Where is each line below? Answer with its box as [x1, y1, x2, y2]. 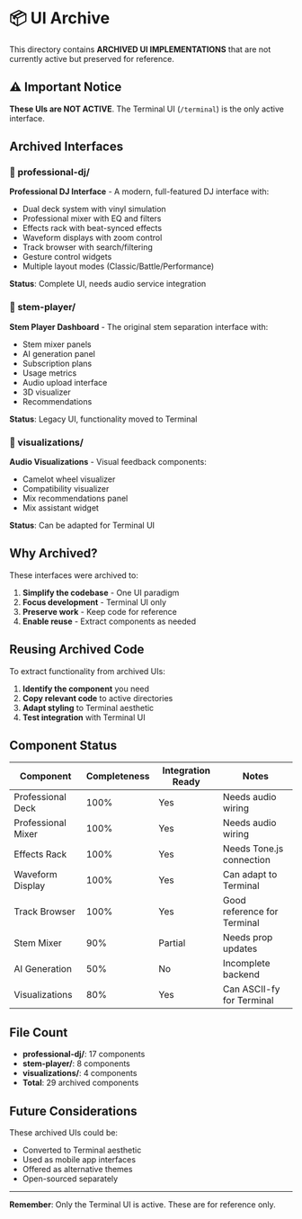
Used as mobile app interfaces [22, 1154, 137, 1165]
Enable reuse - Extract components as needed [22, 616, 197, 627]
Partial [158, 937, 186, 949]
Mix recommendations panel [22, 493, 129, 504]
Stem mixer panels [22, 339, 92, 350]
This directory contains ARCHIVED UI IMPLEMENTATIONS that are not [9, 43, 271, 55]
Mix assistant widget [22, 503, 99, 513]
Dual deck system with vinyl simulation [22, 204, 166, 215]
